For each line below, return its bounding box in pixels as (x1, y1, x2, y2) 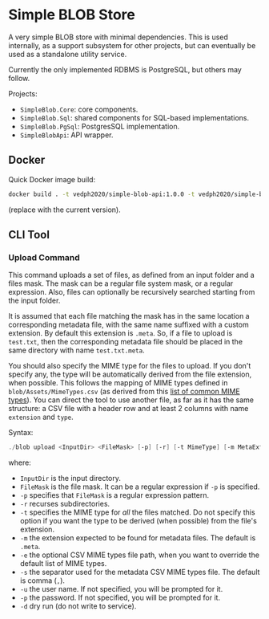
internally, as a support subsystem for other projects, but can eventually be (8, 40, 256, 50)
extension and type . (8, 412, 74, 422)
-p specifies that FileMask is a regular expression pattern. (19, 491, 210, 500)
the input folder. (8, 295, 61, 306)
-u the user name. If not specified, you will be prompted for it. (19, 584, 223, 594)
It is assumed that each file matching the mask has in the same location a (8, 312, 250, 321)
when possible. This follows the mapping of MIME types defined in (8, 378, 228, 388)
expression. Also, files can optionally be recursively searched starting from (8, 287, 255, 297)
